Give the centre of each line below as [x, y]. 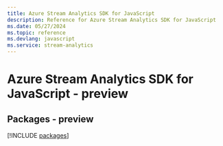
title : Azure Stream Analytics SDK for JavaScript [81, 13]
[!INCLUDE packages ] [38, 135]
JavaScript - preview [68, 94]
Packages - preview [50, 119]
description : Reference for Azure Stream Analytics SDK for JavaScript [111, 20]
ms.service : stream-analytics [50, 45]
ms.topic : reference [37, 33]
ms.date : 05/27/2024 [37, 26]
